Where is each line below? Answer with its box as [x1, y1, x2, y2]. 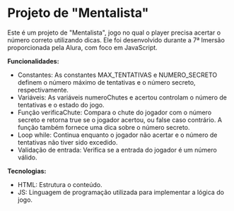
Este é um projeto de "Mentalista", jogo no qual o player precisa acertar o [7, 28, 221, 37]
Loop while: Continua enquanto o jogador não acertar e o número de [17, 131, 218, 139]
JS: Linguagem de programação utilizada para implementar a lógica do [17, 188, 225, 196]
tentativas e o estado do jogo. [17, 100, 105, 109]
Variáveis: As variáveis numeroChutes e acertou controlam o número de [17, 93, 228, 102]
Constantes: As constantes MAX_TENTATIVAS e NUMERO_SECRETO [17, 71, 218, 79]
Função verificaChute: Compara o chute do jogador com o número [17, 108, 212, 116]
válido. [17, 153, 37, 162]
